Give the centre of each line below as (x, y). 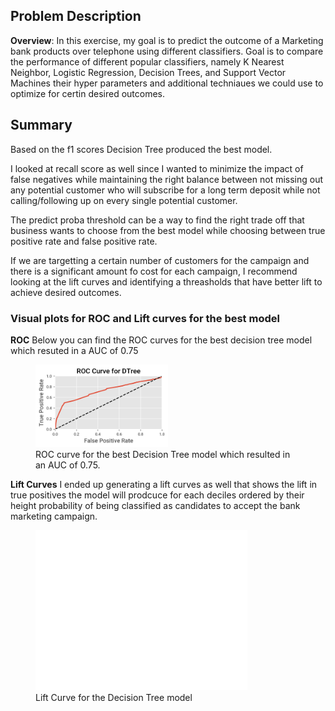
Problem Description (76, 16)
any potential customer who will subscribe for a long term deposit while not (165, 190)
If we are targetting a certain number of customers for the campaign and (160, 260)
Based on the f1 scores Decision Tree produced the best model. (141, 149)
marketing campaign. (54, 516)
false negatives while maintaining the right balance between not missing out (167, 179)
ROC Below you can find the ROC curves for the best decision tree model (161, 340)
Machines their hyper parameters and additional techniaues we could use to (167, 83)
